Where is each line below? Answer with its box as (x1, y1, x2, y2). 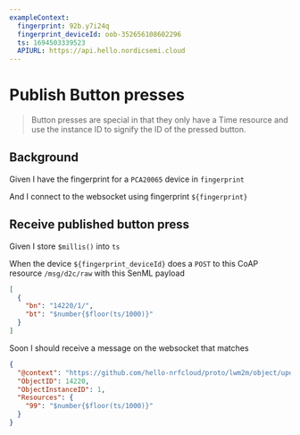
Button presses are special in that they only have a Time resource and (30, 115, 288, 125)
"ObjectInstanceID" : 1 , (17, 385, 105, 394)
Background (9, 149, 79, 166)
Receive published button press (9, 217, 190, 233)
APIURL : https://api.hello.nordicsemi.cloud (17, 47, 186, 55)
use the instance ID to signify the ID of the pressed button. (30, 124, 247, 135)
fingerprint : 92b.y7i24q (17, 21, 110, 30)
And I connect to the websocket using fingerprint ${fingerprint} (9, 191, 248, 201)
